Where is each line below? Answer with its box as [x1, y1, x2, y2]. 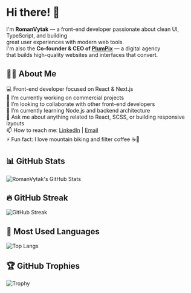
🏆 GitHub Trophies [6, 260, 80, 271]
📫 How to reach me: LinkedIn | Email [6, 127, 99, 134]
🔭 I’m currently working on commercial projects [6, 94, 125, 101]
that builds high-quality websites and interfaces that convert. [6, 51, 158, 58]
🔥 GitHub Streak [6, 193, 68, 203]
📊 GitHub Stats [6, 156, 65, 166]
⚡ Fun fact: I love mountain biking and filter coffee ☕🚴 [6, 136, 140, 143]
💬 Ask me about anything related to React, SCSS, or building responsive [6, 113, 186, 120]
